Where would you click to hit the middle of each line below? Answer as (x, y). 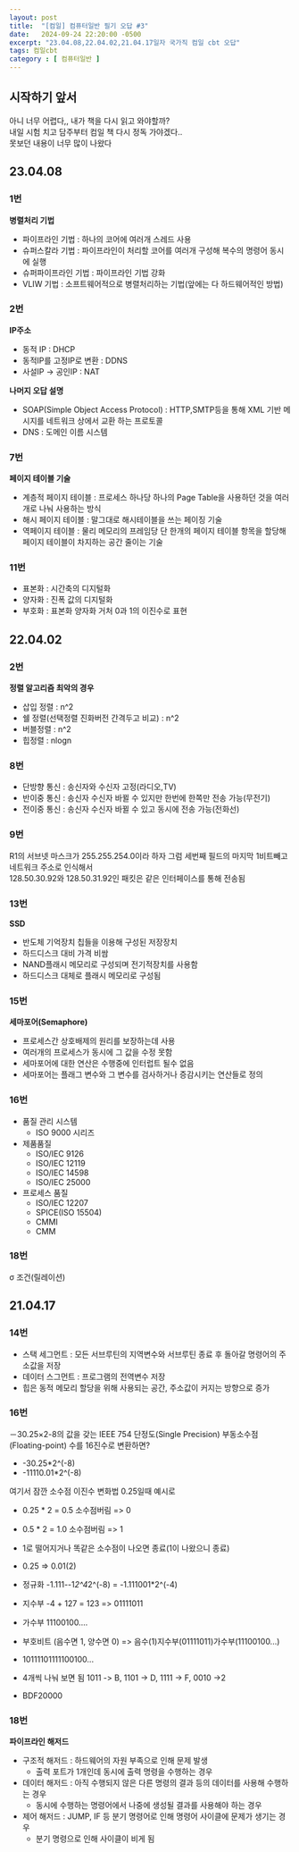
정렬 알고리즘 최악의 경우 (52, 688)
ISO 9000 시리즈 (65, 1132)
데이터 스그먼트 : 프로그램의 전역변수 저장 (94, 1376)
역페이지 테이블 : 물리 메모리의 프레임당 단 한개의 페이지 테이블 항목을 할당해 (154, 531)
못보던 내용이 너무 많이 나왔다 (61, 143)
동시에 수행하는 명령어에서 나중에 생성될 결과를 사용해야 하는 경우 (149, 1806)
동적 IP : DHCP (49, 349)
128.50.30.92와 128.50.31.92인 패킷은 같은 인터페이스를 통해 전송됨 (127, 878)
